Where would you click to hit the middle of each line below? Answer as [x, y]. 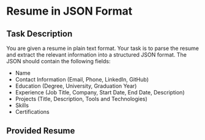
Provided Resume [41, 131]
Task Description [39, 34]
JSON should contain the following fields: [58, 61]
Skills [22, 105]
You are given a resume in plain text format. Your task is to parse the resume [102, 48]
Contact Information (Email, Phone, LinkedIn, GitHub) [82, 79]
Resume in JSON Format [69, 11]
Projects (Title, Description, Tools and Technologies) [81, 99]
